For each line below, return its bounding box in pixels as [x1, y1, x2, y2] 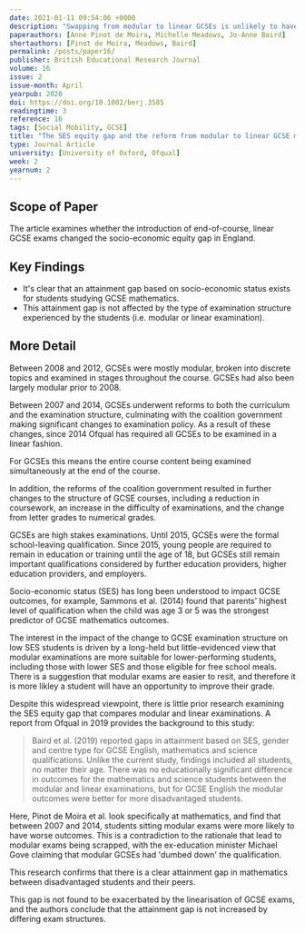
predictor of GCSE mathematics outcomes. [9, 614, 170, 625]
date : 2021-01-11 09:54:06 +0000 [9, 13, 136, 23]
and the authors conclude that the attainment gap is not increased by [9, 903, 268, 914]
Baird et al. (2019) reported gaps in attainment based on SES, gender [31, 735, 290, 746]
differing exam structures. [9, 913, 106, 924]
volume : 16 [9, 65, 51, 74]
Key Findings [9, 259, 85, 274]
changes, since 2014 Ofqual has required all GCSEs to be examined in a [9, 428, 277, 439]
